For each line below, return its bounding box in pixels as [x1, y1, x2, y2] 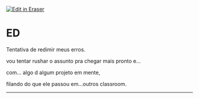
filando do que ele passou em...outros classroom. [6, 80, 127, 87]
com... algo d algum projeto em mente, [6, 69, 101, 76]
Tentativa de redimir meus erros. [6, 46, 86, 53]
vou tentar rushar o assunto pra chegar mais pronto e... [6, 57, 141, 65]
